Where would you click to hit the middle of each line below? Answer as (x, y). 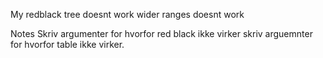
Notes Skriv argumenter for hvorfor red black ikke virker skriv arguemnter (161, 33)
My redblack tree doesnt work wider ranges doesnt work (127, 14)
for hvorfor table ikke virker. (67, 44)
